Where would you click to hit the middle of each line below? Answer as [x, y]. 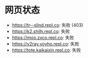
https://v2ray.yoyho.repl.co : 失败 [45, 43]
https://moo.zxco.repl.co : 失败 [43, 37]
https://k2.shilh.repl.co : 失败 [41, 31]
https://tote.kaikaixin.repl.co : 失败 [46, 50]
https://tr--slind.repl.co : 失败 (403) [47, 25]
